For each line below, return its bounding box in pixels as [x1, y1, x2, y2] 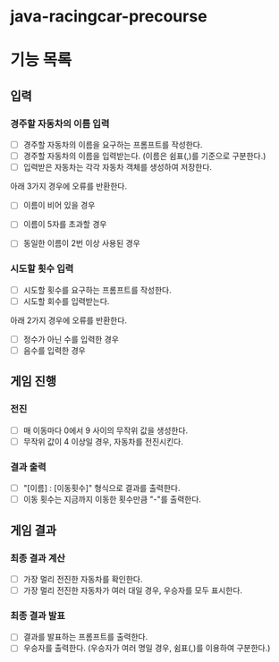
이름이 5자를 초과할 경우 [22, 219, 107, 230]
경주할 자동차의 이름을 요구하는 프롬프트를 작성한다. [22, 140, 203, 150]
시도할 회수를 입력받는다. [22, 295, 110, 306]
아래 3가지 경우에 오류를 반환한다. [10, 181, 128, 191]
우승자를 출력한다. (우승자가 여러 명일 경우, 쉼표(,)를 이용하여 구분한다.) [22, 642, 271, 654]
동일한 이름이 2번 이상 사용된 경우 [22, 238, 141, 249]
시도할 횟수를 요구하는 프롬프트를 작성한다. [22, 284, 173, 295]
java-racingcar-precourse [10, 6, 208, 27]
